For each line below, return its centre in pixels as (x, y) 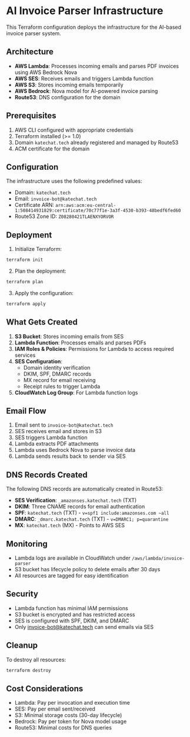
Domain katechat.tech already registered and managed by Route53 (96, 142)
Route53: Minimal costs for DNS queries (63, 728)
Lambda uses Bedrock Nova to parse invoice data (75, 450)
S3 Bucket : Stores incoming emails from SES (69, 336)
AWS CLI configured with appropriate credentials (74, 130)
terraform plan (25, 282)
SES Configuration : (39, 361)
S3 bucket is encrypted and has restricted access (75, 614)
